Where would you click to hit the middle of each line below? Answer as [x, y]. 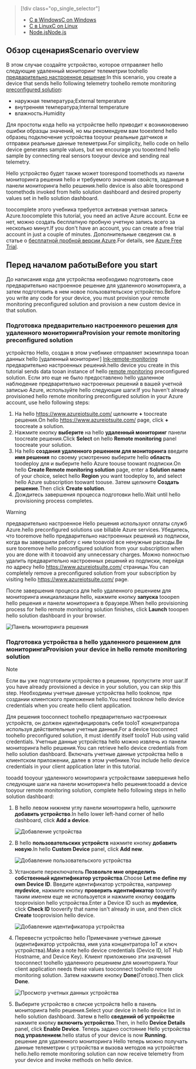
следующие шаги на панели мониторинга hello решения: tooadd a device [97, 784]
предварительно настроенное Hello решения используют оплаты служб [97, 523]
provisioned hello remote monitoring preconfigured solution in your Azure [94, 396]
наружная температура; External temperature [70, 101]
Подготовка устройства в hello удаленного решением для [94, 642]
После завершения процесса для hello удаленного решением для [89, 591]
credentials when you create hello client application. [69, 706]
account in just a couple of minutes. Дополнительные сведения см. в [91, 234]
